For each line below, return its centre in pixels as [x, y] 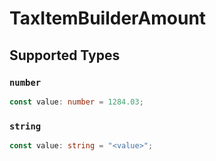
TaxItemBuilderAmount [108, 18]
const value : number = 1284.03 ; [76, 102]
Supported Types [65, 55]
